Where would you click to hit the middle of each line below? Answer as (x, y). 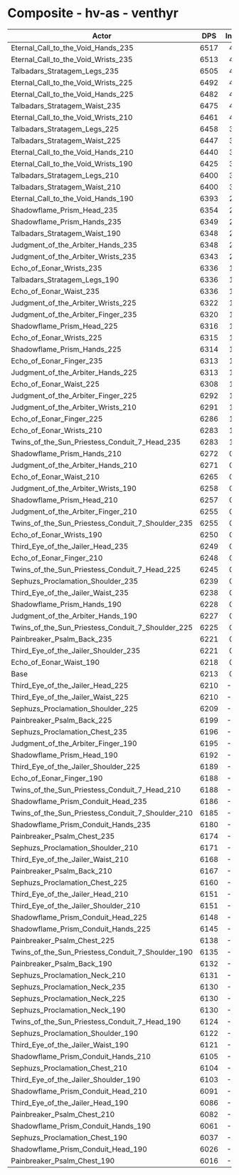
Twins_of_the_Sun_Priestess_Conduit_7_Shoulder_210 (102, 813)
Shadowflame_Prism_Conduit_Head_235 (79, 801)
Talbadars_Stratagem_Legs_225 (65, 128)
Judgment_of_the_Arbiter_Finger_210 (74, 512)
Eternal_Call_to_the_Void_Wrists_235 (72, 59)
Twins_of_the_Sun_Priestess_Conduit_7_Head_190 (96, 1022)
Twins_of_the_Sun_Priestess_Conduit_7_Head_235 (96, 442)
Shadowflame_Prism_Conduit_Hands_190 (81, 1126)
